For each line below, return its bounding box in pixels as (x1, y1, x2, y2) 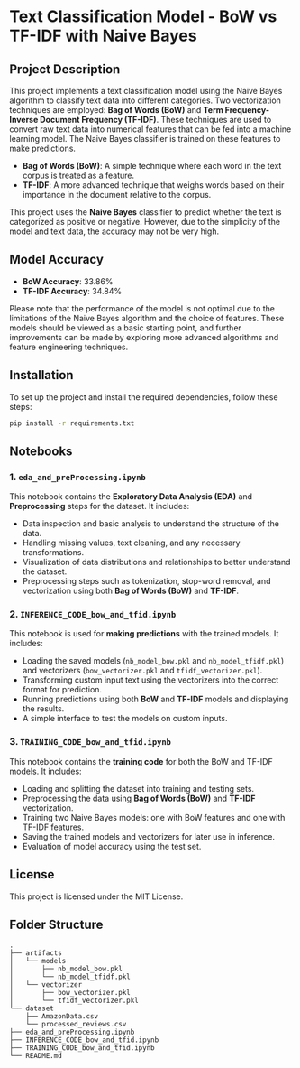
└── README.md (9, 1052, 63, 1061)
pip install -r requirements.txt (9, 418, 135, 428)
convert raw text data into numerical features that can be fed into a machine (9, 124, 292, 135)
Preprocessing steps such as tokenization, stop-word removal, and (22, 576, 271, 587)
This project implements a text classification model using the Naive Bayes (9, 86, 283, 96)
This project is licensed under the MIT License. (9, 891, 184, 902)
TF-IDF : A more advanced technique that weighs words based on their (22, 180, 285, 190)
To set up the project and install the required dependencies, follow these (9, 391, 278, 403)
